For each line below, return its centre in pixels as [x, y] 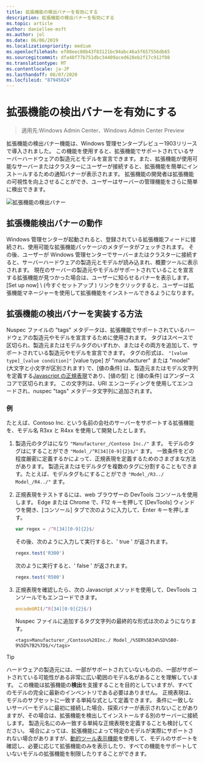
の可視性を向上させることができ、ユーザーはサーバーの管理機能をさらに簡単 [102, 182]
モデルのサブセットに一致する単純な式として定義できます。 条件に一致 [95, 700]
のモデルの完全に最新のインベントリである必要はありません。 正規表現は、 [100, 693]
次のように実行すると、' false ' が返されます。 [73, 566]
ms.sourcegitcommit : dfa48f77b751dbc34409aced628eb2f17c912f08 [88, 57]
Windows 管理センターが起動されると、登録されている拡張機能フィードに [98, 239]
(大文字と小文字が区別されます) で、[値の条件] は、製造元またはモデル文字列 [102, 368]
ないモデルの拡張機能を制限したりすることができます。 [81, 754]
